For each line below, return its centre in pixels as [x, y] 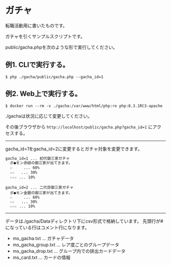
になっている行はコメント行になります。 [47, 227]
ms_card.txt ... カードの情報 [41, 257]
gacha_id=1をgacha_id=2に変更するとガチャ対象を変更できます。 [74, 149]
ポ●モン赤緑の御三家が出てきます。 [41, 163]
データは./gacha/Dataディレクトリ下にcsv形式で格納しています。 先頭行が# [84, 221]
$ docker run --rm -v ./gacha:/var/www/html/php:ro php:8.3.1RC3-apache [84, 106]
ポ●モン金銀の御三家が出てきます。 [41, 193]
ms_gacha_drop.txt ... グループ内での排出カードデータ [69, 251]
